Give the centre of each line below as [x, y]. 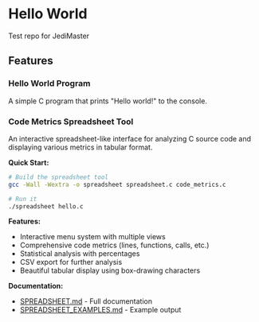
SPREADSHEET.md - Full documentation [86, 301]
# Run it [23, 199]
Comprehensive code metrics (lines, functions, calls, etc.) [114, 245]
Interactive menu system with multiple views [92, 237]
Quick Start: [29, 162]
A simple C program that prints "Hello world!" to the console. [108, 101]
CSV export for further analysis [71, 262]
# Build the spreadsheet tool [59, 177]
